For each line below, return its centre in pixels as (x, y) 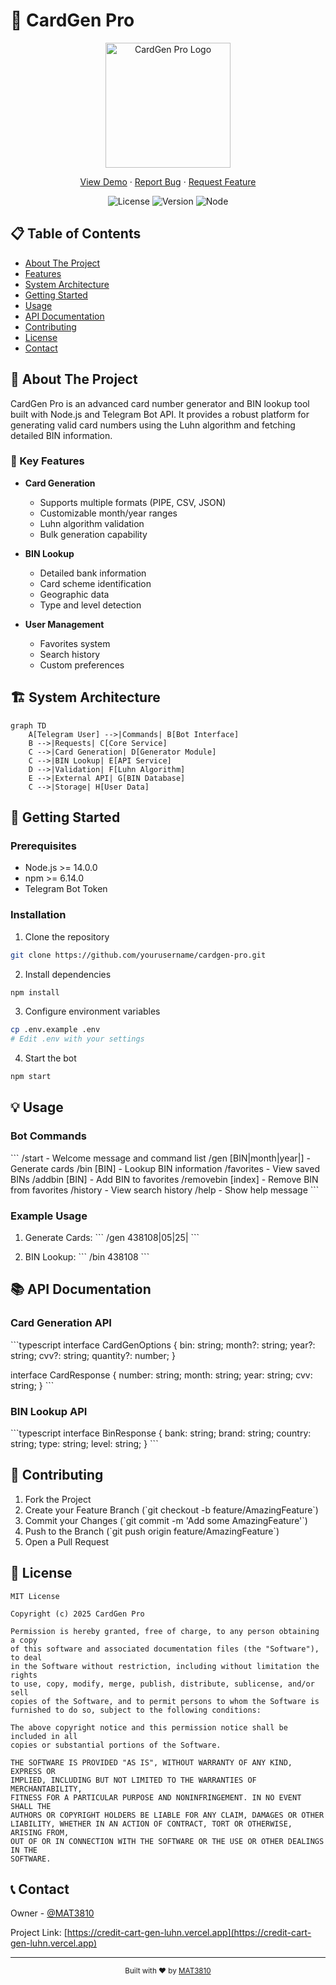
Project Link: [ (39, 1933)
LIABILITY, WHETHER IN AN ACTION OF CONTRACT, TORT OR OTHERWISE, (151, 1824)
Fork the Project (58, 1499)
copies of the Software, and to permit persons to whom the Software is (165, 1701)
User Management (64, 624)
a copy (24, 1640)
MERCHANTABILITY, (46, 1789)
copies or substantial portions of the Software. (116, 1745)
